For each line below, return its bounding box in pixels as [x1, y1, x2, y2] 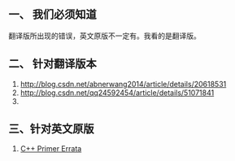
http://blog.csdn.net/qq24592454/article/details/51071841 [20, 88, 215, 98]
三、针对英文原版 [8, 122, 94, 136]
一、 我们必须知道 [8, 7, 97, 22]
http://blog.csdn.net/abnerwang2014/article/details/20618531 [20, 79, 227, 89]
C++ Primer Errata [20, 144, 82, 154]
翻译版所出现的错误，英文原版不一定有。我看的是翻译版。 [8, 31, 201, 41]
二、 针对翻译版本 [8, 57, 97, 71]
